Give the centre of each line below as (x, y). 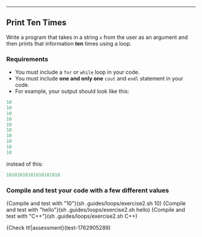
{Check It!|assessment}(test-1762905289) (59, 228)
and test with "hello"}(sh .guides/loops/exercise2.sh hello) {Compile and (96, 210)
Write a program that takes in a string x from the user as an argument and (97, 37)
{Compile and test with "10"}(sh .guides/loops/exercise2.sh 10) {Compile (96, 203)
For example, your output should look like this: (72, 91)
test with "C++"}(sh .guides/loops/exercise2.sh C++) (72, 216)
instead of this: (25, 164)
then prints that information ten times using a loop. (69, 43)
